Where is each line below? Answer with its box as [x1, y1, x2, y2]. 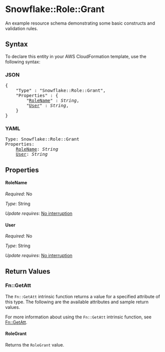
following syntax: [5, 59, 41, 65]
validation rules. [5, 25, 38, 31]
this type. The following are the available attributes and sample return [5, 299, 149, 305]
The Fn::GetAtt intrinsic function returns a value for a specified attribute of [5, 293, 160, 299]
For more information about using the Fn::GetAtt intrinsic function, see [5, 314, 152, 320]
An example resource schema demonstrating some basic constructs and [5, 20, 155, 26]
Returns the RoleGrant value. [5, 342, 64, 348]
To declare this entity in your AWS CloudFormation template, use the [5, 53, 146, 59]
